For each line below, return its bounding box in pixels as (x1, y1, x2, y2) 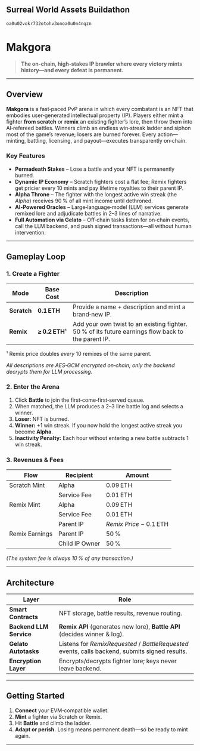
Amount (125, 471, 149, 479)
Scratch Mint (9, 481, 45, 490)
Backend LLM (9, 622, 49, 630)
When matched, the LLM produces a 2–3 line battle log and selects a (14, 402, 183, 410)
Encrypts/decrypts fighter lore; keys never (58, 657, 177, 665)
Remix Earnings (9, 530, 53, 538)
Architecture (6, 577, 55, 587)
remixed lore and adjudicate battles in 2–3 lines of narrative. (14, 210, 162, 217)
